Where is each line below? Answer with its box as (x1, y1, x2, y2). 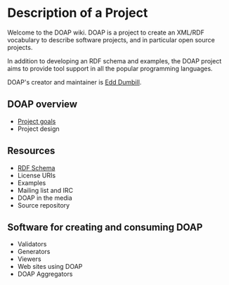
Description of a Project (7, 5, 148, 21)
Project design (17, 125, 60, 133)
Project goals (17, 117, 56, 125)
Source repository (17, 201, 70, 209)
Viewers (17, 255, 41, 263)
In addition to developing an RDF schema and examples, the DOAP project (7, 56, 222, 65)
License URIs (17, 171, 56, 179)
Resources (7, 145, 55, 157)
